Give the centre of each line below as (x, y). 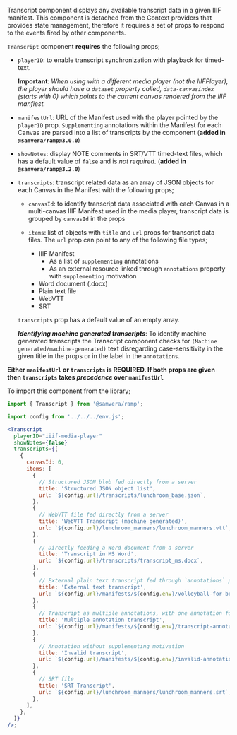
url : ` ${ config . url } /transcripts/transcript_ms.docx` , (121, 561)
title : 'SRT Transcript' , (77, 686)
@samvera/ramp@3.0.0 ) (49, 140)
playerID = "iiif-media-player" (58, 436)
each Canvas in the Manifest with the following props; (96, 190)
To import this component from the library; (69, 391)
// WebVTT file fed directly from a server (104, 515)
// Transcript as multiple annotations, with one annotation (130, 613)
